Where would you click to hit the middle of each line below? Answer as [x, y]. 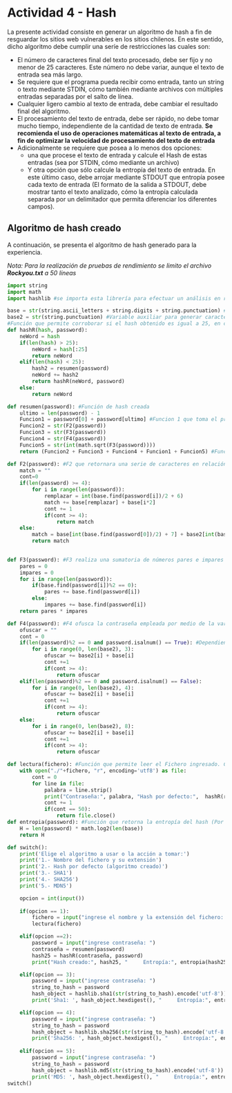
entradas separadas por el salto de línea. [75, 96]
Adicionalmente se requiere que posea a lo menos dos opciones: [109, 148]
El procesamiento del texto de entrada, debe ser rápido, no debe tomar [118, 118]
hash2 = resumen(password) [71, 368]
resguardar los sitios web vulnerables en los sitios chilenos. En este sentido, [115, 39]
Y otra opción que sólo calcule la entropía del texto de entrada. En [121, 170]
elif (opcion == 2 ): [46, 936]
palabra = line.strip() [78, 790]
